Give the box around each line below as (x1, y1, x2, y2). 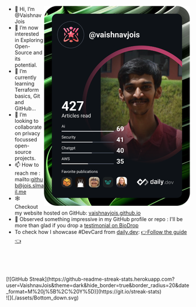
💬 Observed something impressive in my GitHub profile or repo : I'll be (14, 216, 183, 222)
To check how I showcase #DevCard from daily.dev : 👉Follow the (14, 229, 172, 235)
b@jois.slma (14, 182, 44, 189)
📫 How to (14, 161, 39, 168)
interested (14, 30, 39, 37)
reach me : (14, 170, 41, 177)
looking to (14, 118, 39, 124)
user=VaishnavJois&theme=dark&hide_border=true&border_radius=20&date (6, 282, 190, 289)
